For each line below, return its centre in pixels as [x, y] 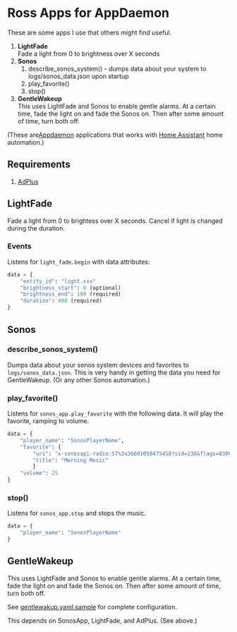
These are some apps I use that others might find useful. [90, 32]
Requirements [39, 165]
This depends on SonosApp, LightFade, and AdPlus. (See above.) [102, 620]
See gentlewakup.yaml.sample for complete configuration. [92, 607]
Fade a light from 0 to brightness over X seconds [89, 54]
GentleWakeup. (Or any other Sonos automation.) [79, 379]
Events [19, 246]
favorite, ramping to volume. [48, 421]
